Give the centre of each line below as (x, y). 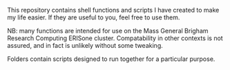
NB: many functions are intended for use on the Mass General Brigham (108, 31)
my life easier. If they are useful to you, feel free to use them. (94, 17)
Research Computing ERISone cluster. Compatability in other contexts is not (115, 38)
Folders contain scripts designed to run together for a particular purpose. (111, 59)
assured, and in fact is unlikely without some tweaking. (85, 45)
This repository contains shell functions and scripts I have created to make (113, 10)
